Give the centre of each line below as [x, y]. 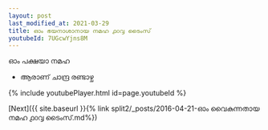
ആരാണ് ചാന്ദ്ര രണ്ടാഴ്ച [57, 77]
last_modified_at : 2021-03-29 [59, 23]
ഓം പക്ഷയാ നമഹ [39, 61]
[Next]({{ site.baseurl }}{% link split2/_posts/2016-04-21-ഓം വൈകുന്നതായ [134, 108]
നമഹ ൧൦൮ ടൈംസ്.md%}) [53, 118]
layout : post [30, 16]
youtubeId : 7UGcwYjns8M [48, 38]
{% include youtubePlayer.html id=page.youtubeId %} [97, 93]
